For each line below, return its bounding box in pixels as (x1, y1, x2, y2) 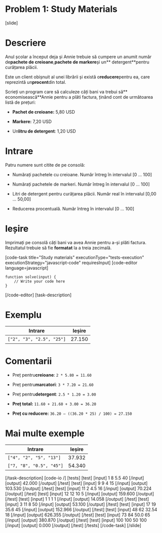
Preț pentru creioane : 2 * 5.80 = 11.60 (12, 372, 92, 378)
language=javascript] (5, 265, 48, 271)
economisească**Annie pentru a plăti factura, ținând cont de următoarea (5, 94, 153, 100)
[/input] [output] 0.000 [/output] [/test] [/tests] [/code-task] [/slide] (5, 522, 142, 528)
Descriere (5, 37, 46, 49)
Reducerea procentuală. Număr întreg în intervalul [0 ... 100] (12, 205, 134, 211)
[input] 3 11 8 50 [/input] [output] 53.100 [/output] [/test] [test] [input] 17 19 (5, 501, 157, 507)
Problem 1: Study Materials (5, 3, 118, 15)
